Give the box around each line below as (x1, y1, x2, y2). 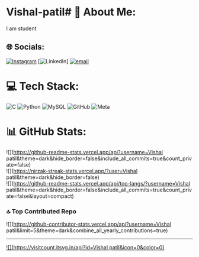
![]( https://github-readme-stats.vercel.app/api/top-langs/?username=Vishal (6, 180, 191, 187)
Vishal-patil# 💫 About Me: (6, 5, 136, 19)
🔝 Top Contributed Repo (6, 207, 77, 215)
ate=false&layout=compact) (6, 192, 74, 200)
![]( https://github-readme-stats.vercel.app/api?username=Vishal (6, 148, 163, 155)
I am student (6, 25, 37, 32)
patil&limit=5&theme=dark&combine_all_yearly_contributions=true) (6, 227, 168, 234)
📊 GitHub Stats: (6, 125, 87, 138)
